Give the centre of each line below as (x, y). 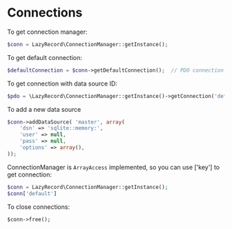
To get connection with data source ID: (62, 83)
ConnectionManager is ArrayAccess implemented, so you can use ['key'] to (114, 167)
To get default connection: (45, 57)
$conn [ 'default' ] (32, 193)
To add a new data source (44, 109)
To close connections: (39, 207)
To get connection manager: (47, 32)
